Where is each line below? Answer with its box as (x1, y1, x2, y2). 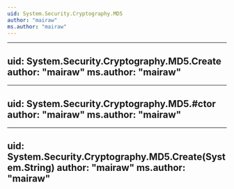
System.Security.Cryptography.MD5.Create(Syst (7, 151, 226, 163)
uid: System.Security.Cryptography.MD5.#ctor (7, 98, 216, 110)
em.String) (7, 162, 55, 174)
